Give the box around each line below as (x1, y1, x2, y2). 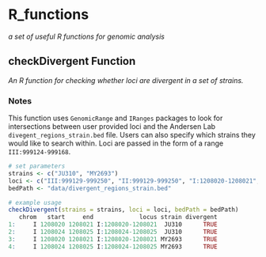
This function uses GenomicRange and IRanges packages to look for (8, 113, 223, 123)
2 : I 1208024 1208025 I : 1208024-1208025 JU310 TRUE (8, 228, 218, 236)
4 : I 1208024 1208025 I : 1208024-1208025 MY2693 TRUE (8, 243, 218, 251)
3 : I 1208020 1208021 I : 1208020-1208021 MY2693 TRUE (8, 235, 218, 243)
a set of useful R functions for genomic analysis (8, 32, 165, 41)
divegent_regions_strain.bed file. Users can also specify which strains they (8, 130, 256, 140)
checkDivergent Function (8, 55, 136, 68)
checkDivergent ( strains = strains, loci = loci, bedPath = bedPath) (8, 206, 239, 214)
